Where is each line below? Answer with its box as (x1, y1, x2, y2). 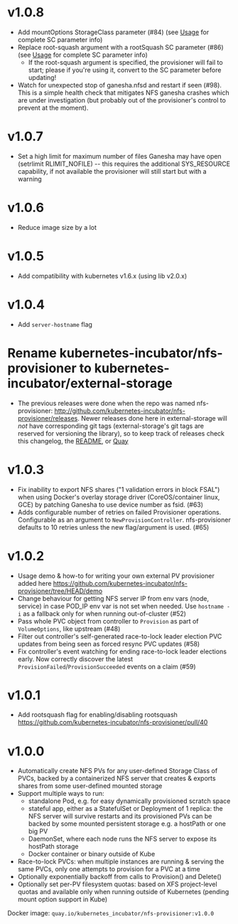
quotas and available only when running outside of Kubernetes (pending (17, 888, 229, 896)
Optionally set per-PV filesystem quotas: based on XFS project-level (17, 880, 218, 888)
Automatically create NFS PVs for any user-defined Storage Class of (17, 767, 218, 775)
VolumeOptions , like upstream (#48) (17, 624, 121, 633)
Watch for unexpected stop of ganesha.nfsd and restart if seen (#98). (17, 80, 222, 89)
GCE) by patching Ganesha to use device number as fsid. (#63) (17, 500, 204, 509)
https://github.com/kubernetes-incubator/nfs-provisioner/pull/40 (17, 718, 208, 727)
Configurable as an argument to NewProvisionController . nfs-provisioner (17, 515, 231, 524)
